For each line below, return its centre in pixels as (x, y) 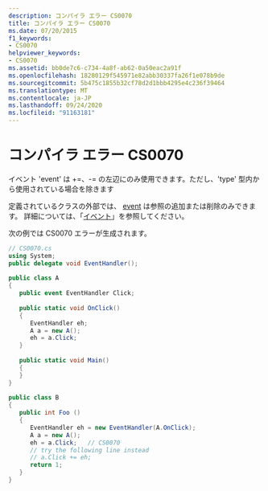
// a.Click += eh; (60, 458)
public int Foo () (50, 413)
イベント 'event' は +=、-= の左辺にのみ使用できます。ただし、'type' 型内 (131, 178)
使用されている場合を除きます (64, 189)
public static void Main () (64, 361)
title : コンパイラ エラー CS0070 (60, 23)
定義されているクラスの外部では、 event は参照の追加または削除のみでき (129, 206)
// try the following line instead (89, 450)
